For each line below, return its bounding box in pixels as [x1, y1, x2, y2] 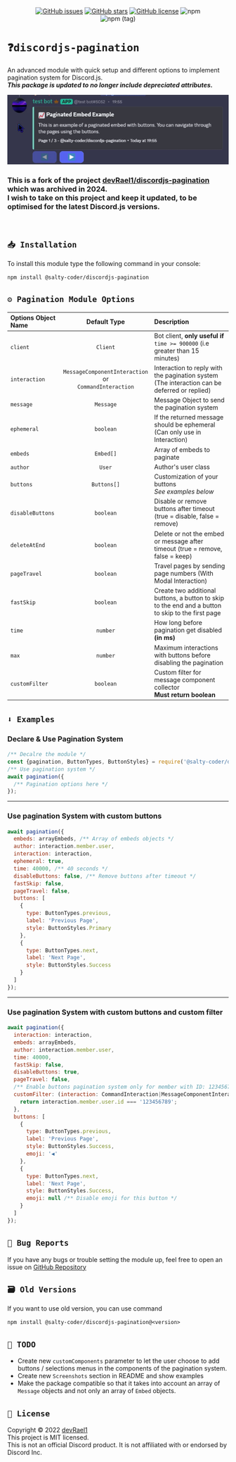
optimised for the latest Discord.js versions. [7, 201, 160, 211]
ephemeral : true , [13, 858, 65, 865]
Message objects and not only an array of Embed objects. [17, 1387, 176, 1395]
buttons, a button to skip [154, 594, 225, 603]
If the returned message [154, 413, 224, 422]
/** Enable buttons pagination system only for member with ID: [13, 1083, 206, 1091]
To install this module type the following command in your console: [7, 260, 201, 268]
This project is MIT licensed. [7, 1433, 89, 1442]
